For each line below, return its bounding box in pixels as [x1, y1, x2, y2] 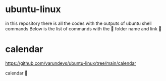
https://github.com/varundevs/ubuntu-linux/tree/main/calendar [5, 60, 136, 66]
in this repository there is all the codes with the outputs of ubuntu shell [5, 20, 152, 26]
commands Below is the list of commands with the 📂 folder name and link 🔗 [5, 25, 162, 31]
